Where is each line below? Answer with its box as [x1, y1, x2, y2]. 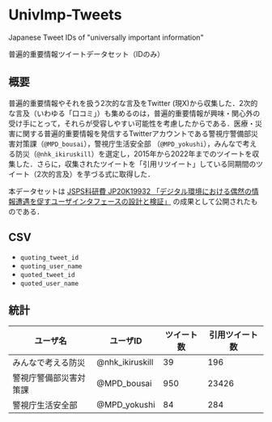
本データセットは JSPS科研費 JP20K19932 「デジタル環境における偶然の [8, 186, 253, 196]
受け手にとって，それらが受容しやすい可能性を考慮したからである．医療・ [8, 118, 256, 128]
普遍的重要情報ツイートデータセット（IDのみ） [8, 49, 164, 58]
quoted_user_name [19, 279, 79, 288]
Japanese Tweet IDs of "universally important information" [8, 32, 204, 42]
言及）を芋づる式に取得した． [55, 168, 155, 179]
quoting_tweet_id [19, 254, 79, 262]
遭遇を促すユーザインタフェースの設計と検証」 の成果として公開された [15, 196, 251, 206]
